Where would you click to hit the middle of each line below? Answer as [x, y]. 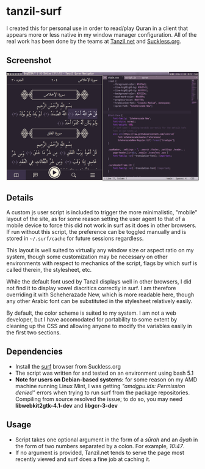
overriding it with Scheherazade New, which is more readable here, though [100, 295]
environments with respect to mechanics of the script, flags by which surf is [102, 263]
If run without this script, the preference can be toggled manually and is [96, 232]
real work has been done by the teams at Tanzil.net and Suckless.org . [94, 41]
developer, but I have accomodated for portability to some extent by [92, 320]
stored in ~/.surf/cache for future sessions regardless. [75, 238]
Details [20, 197]
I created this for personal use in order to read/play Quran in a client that [97, 28]
